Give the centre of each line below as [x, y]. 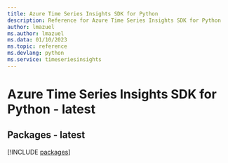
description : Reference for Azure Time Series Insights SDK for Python [114, 20]
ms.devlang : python [36, 53]
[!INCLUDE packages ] [39, 152]
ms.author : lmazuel [36, 33]
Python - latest [52, 109]
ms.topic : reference [38, 46]
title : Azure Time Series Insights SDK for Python [83, 14]
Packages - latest [46, 135]
